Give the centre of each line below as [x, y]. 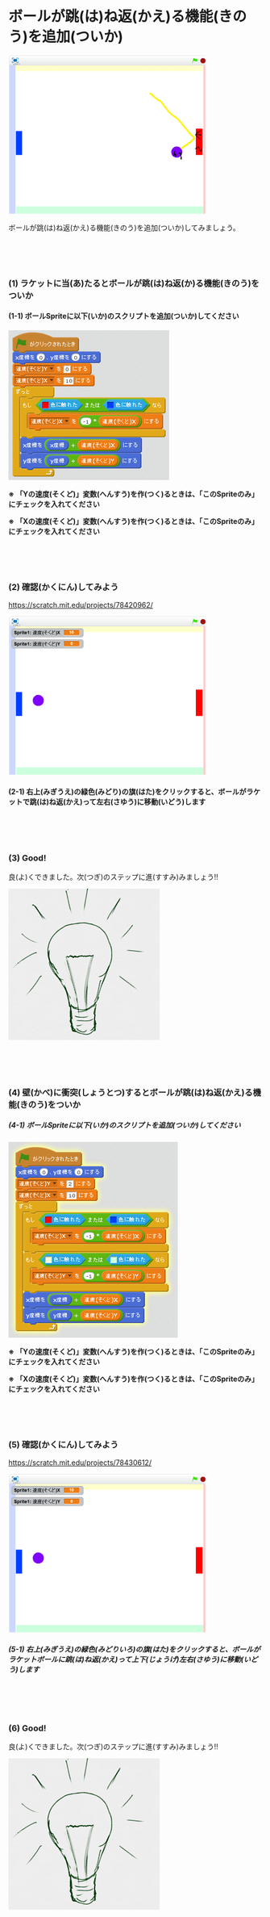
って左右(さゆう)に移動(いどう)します [144, 802]
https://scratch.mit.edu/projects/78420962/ [81, 605]
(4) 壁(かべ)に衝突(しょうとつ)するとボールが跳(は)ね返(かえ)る [131, 1092]
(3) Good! [27, 858]
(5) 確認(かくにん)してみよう [64, 1444]
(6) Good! [27, 1728]
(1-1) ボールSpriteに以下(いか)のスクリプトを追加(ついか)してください [124, 316]
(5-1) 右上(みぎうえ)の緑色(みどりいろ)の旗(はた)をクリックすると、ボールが [134, 1649]
